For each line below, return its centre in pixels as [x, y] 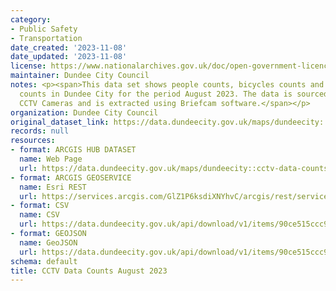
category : [31, 19]
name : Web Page [51, 159]
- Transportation [46, 38]
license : [28, 66]
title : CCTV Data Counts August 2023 [89, 271]
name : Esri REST [53, 187]
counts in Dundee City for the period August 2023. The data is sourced [174, 94]
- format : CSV [40, 206]
